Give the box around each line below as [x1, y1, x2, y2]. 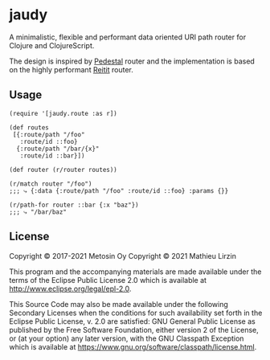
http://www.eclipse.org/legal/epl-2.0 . [9, 284, 132, 293]
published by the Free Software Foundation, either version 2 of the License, [9, 325, 260, 334]
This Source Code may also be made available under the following [9, 299, 228, 309]
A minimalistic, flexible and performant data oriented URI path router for [9, 32, 247, 42]
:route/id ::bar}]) [19, 151, 85, 160]
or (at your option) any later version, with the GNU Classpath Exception [9, 333, 244, 343]
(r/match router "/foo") [9, 179, 92, 188]
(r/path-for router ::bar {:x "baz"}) [9, 201, 139, 209]
